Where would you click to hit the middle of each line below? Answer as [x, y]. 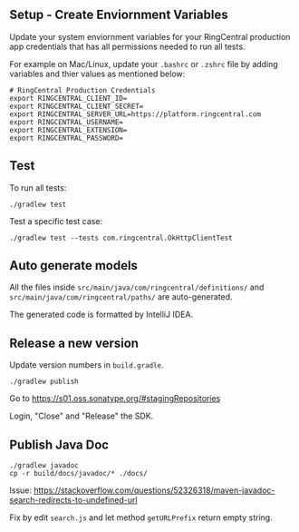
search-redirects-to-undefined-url [73, 500]
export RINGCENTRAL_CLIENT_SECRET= [77, 106]
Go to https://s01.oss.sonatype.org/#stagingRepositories [115, 399]
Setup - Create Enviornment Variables [119, 15]
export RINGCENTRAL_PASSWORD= [67, 138]
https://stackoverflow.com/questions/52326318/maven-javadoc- [154, 490]
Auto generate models [74, 266]
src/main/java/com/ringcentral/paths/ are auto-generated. [121, 297]
